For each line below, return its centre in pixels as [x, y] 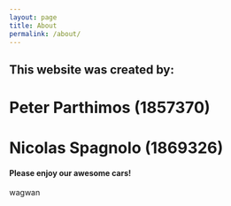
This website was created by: [92, 69]
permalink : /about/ [45, 34]
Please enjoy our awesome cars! [70, 172]
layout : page [33, 17]
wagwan [25, 193]
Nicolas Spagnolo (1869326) [116, 148]
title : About [33, 26]
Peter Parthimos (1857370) [110, 107]
